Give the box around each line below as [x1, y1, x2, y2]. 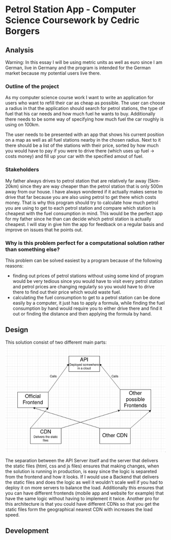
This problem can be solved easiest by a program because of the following [5, 257, 162, 263]
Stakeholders [5, 166, 39, 173]
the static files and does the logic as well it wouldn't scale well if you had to [5, 479, 163, 485]
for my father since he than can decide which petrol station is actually [5, 216, 152, 222]
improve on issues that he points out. [5, 227, 83, 233]
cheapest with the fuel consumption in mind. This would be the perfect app [5, 210, 163, 216]
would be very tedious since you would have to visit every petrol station [12, 278, 163, 284]
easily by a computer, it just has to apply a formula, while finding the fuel [12, 300, 165, 306]
